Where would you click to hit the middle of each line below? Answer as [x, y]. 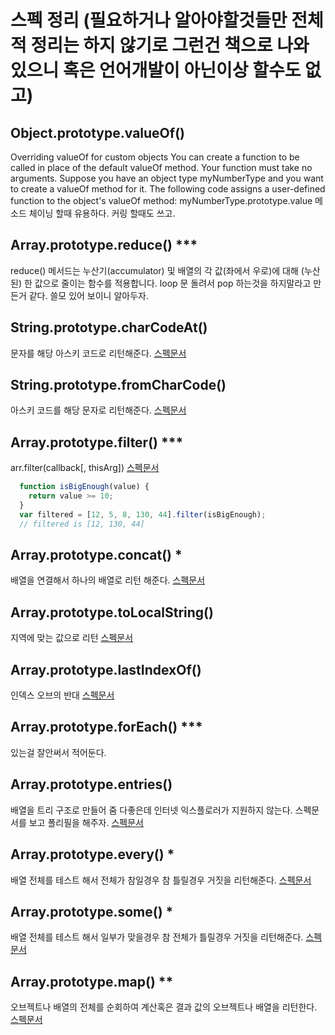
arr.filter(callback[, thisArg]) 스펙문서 [85, 468]
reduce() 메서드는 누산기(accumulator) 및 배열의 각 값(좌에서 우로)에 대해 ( [157, 270]
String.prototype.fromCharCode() [118, 385]
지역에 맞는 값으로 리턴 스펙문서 [72, 638]
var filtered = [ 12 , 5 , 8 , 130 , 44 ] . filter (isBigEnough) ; [143, 514]
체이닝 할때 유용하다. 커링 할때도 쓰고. [102, 213]
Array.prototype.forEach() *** [106, 727]
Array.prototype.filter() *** [97, 442]
